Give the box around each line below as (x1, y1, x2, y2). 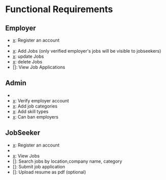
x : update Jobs (12, 53, 44, 59)
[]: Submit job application (12, 163, 65, 169)
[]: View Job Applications (12, 64, 65, 70)
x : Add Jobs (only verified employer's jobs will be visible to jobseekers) (12, 48, 161, 54)
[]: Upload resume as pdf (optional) (12, 169, 86, 175)
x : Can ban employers (12, 114, 59, 120)
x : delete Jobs (12, 59, 43, 64)
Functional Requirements (5, 4, 113, 15)
